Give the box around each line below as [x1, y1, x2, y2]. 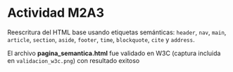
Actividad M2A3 [7, 5, 104, 21]
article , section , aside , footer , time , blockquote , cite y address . [7, 35, 195, 43]
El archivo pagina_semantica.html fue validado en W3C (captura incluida [7, 49, 221, 57]
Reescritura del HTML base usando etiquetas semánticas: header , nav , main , [7, 28, 227, 36]
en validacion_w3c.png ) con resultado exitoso [7, 56, 140, 64]
